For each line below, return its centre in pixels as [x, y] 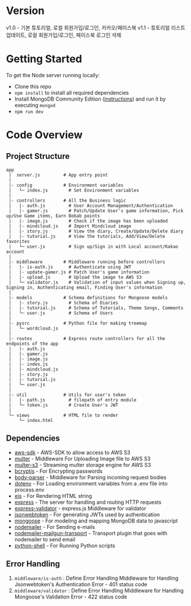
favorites [18, 241]
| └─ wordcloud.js [33, 328]
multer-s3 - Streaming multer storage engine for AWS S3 [83, 465]
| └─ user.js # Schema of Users [61, 313]
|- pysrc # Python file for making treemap [78, 323]
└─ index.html [36, 420]
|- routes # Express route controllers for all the [87, 338]
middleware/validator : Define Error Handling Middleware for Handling [99, 590]
